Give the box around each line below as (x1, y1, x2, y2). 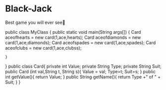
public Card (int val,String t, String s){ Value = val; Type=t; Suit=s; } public (5, 68, 156, 75)
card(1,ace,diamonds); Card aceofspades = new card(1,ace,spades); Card (5, 39, 156, 45)
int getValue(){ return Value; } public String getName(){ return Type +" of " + (5, 74, 161, 80)
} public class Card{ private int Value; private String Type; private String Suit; (5, 63, 162, 69)
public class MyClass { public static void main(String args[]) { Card (5, 29, 141, 35)
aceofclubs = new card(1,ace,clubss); (5, 45, 82, 51)
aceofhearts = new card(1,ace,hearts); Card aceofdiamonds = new (5, 34, 141, 40)
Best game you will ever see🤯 (5, 19, 65, 25)
